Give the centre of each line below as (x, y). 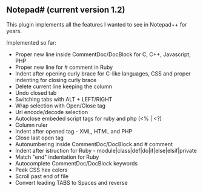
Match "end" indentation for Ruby (57, 157)
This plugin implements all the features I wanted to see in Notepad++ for (97, 24)
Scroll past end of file (42, 176)
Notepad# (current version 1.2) (66, 10)
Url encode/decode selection (52, 112)
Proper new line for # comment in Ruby (64, 67)
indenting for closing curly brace (56, 80)
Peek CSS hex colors (41, 170)
